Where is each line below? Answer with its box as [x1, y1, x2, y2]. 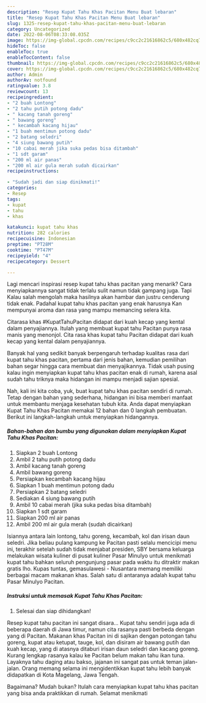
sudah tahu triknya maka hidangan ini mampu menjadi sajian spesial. [7, 375, 180, 383]
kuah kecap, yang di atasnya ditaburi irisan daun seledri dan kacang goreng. [7, 646, 199, 653]
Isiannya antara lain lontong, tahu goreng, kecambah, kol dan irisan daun [7, 532, 190, 540]
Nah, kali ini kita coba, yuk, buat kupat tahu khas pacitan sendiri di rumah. [7, 388, 193, 395]
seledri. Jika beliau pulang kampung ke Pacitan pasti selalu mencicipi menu [7, 539, 197, 547]
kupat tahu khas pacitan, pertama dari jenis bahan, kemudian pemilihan [7, 356, 187, 364]
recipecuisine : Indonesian [7, 236, 76, 242]
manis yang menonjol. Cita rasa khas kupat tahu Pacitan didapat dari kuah [7, 331, 194, 339]
